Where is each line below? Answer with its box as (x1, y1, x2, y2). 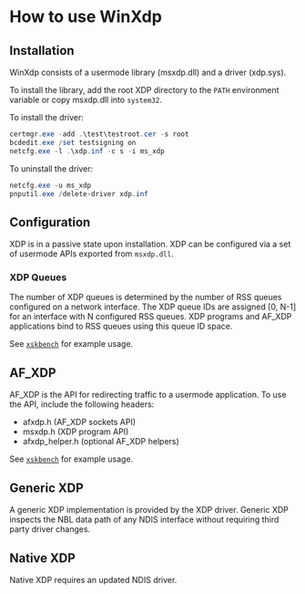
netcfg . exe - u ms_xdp (9, 181, 92, 190)
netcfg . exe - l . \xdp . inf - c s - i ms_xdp (9, 146, 166, 156)
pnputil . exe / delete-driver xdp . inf (9, 189, 148, 198)
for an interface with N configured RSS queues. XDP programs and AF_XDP (9, 311, 292, 322)
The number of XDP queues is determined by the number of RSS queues (9, 292, 282, 303)
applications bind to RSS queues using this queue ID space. (9, 321, 233, 332)
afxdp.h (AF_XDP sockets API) (22, 417, 137, 428)
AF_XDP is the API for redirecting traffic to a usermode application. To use (9, 390, 287, 401)
